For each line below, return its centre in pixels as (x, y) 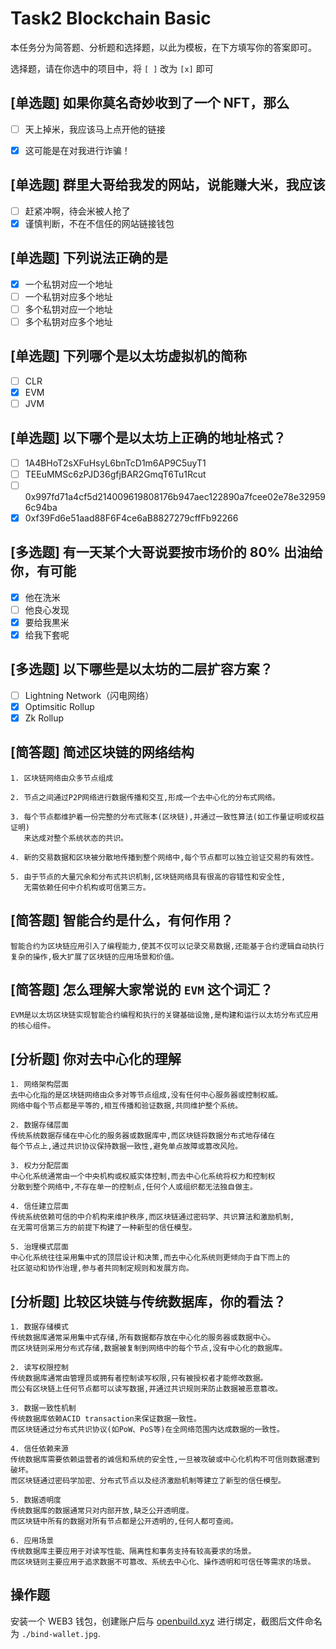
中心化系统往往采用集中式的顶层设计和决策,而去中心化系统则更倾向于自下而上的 (150, 1258)
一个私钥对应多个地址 (68, 296)
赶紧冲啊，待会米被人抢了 (77, 211)
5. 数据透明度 (36, 1500)
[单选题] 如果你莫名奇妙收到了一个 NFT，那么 (150, 103)
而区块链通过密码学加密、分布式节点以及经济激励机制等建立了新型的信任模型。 (148, 1481)
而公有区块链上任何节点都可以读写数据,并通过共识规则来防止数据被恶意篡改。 (146, 1389)
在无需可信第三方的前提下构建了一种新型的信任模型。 (103, 1228)
